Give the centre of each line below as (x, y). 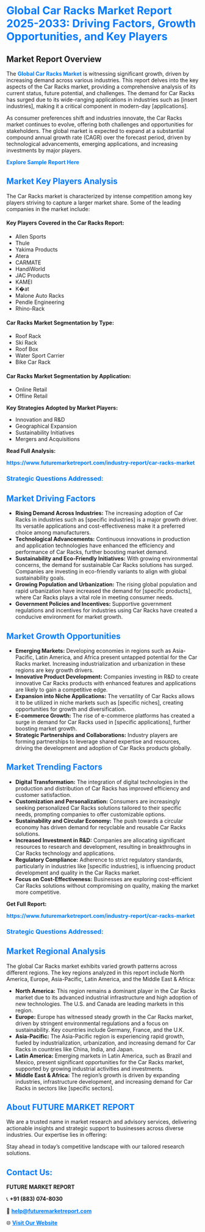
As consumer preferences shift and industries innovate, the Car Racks (94, 118)
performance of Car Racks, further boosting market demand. (92, 552)
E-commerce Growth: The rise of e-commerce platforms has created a (105, 715)
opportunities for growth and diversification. (70, 709)
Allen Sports (31, 237)
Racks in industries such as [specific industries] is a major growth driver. (106, 520)
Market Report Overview (54, 59)
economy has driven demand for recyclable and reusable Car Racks (100, 827)
